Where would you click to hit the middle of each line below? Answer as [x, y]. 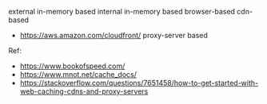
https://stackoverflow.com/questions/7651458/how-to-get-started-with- [139, 83]
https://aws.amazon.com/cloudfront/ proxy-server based [114, 35]
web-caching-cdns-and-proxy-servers [84, 91]
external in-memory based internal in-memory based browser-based [122, 12]
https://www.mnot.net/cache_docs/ [78, 74]
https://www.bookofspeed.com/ [72, 66]
